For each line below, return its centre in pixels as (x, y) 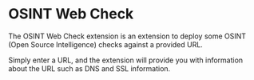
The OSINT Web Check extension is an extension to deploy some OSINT (127, 36)
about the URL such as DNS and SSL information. (89, 68)
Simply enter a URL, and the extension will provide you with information (126, 60)
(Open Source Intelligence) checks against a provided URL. (106, 44)
